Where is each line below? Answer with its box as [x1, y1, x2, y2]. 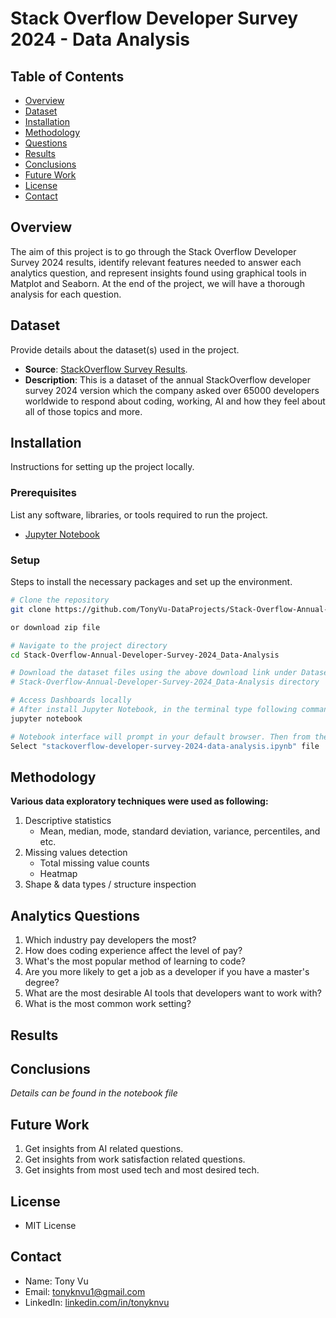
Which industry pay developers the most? [24, 934, 197, 946]
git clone [10, 604, 52, 614]
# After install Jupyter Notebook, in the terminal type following [10, 705, 298, 715]
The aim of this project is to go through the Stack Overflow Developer [10, 245, 297, 257]
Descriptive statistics [24, 815, 112, 827]
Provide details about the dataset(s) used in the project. [10, 343, 240, 356]
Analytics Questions [10, 907, 141, 924]
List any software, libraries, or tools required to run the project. [10, 508, 268, 521]
